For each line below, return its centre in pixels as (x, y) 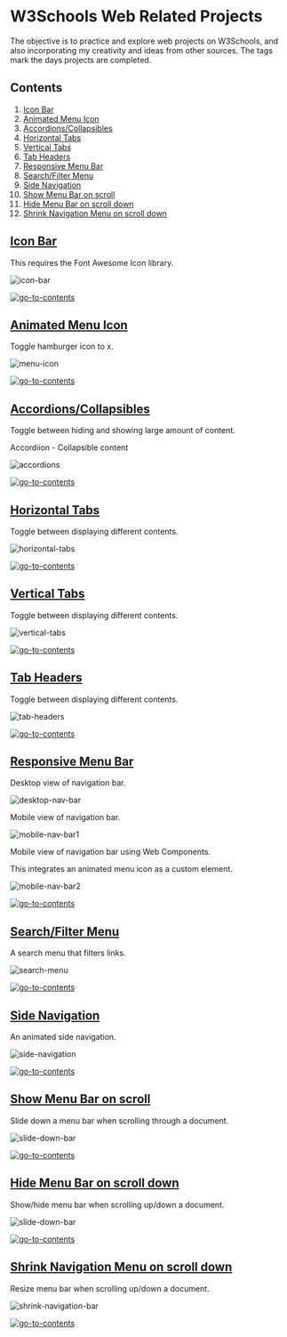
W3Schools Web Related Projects (136, 16)
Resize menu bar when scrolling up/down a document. (110, 1288)
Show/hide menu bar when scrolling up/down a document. (117, 1204)
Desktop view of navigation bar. (68, 783)
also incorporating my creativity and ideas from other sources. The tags (142, 50)
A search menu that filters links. (68, 953)
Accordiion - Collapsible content (69, 447)
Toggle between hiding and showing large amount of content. (123, 431)
